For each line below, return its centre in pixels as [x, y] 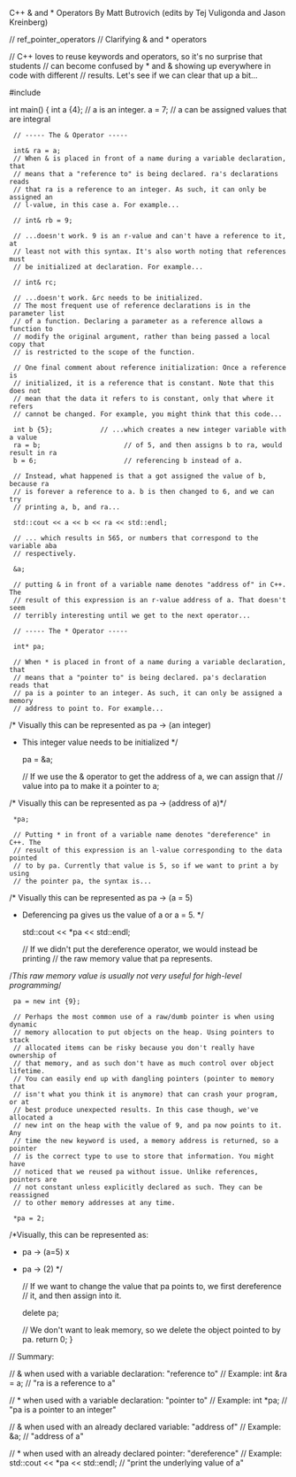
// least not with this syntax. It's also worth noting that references [150, 251]
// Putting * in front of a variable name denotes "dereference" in [142, 835]
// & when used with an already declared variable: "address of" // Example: [145, 1427]
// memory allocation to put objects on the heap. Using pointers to [144, 1032]
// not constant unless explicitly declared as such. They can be [138, 1187]
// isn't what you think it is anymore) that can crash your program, [145, 1094]
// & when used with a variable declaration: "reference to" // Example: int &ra [148, 1373]
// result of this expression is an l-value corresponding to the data [148, 850]
